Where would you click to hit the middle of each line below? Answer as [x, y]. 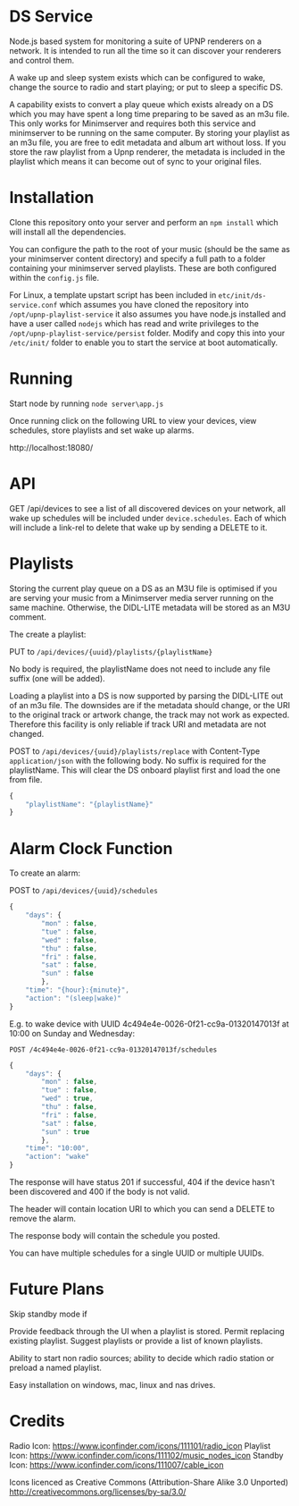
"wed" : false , [70, 940]
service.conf [33, 305]
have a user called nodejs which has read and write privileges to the [134, 323]
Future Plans [57, 1289]
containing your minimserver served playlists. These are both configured [143, 268]
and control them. [42, 60]
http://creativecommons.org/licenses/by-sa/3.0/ [98, 1492]
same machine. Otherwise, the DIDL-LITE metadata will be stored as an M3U [150, 607]
